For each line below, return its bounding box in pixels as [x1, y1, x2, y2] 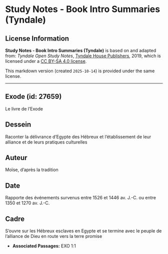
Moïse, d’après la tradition [5, 167, 58, 173]
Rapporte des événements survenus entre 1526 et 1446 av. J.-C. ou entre [5, 195, 156, 201]
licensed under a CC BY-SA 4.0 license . [5, 58, 87, 64]
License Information [5, 34, 69, 43]
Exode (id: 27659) [5, 92, 62, 101]
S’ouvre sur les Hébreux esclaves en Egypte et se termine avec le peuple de [5, 228, 162, 234]
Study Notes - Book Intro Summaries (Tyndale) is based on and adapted [5, 48, 156, 53]
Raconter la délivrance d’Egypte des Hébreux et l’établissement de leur [5, 134, 151, 140]
